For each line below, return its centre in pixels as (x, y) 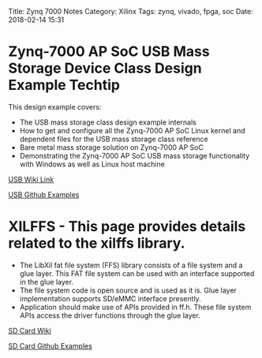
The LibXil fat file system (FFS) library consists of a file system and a (131, 265)
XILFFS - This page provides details (127, 227)
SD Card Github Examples (50, 345)
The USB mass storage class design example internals (108, 122)
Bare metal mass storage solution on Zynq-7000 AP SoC (111, 147)
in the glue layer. (46, 282)
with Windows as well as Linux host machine (92, 164)
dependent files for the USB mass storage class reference (114, 139)
